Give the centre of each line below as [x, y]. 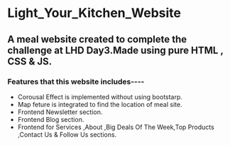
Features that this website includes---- [76, 82]
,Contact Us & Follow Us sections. [67, 134]
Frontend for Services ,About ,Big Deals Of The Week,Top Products [116, 127]
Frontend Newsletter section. [60, 112]
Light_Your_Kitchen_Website [94, 13]
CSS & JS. [30, 61]
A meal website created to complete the [97, 39]
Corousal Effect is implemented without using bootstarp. [100, 96]
